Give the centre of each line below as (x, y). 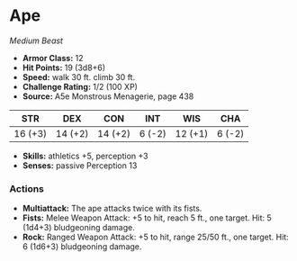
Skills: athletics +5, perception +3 (85, 156)
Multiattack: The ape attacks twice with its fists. (112, 209)
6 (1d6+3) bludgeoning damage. (82, 247)
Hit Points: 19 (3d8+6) (64, 67)
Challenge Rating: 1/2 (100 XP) (80, 86)
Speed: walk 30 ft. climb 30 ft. (79, 76)
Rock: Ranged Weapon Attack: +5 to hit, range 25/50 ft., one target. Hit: (156, 237)
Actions (27, 188)
